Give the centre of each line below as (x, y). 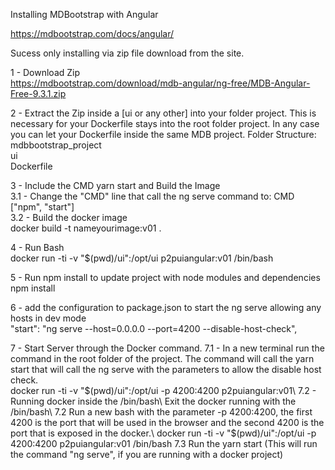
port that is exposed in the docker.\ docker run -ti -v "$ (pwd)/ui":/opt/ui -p (163, 433)
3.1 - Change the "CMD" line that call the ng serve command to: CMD (152, 196)
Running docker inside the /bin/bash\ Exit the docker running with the (153, 401)
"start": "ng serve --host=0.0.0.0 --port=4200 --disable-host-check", (154, 328)
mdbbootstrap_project (56, 145)
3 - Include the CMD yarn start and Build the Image (115, 185)
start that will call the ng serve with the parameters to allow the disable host (166, 369)
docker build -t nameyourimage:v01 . (86, 228)
